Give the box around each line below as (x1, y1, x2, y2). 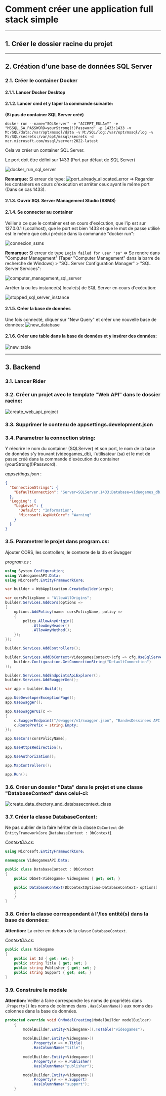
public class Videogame (5, 947, 54, 952)
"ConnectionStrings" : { (9, 485, 58, 490)
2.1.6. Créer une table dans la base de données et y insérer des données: (5, 333, 157, 339)
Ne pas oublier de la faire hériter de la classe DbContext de (5, 824, 124, 830)
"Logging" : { (9, 499, 37, 504)
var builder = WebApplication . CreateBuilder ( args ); (5, 587, 114, 592)
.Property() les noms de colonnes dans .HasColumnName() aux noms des (5, 1003, 153, 1008)
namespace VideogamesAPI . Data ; (5, 858, 70, 863)
